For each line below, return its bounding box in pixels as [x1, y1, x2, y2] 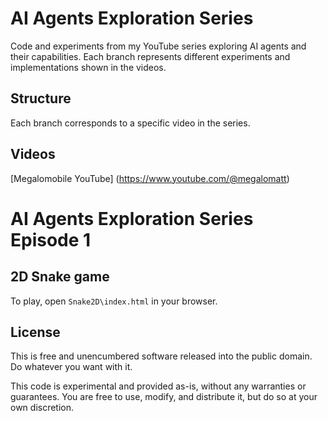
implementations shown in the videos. [10, 61, 167, 73]
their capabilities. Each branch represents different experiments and [10, 50, 291, 62]
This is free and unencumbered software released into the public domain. [10, 350, 313, 362]
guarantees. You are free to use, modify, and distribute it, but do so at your [10, 391, 318, 403]
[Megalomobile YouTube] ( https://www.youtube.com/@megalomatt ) [10, 172, 290, 184]
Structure [10, 90, 72, 107]
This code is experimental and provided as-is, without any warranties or [10, 380, 307, 392]
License [10, 323, 61, 341]
